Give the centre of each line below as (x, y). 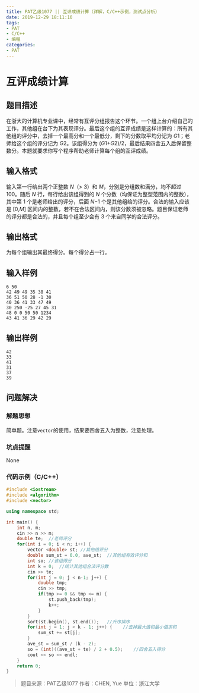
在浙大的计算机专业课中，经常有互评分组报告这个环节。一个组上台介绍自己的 (99, 121)
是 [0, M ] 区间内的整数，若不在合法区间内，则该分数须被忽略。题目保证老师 (97, 209)
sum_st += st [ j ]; (59, 633)
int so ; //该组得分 (50, 561)
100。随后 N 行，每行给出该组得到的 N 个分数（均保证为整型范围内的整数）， (99, 194)
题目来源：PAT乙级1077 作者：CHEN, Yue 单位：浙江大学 (90, 683)
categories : (21, 45)
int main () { (22, 522)
